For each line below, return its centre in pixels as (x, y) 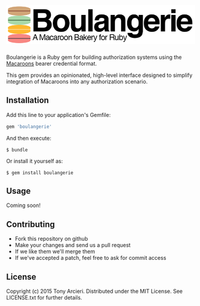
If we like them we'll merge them (55, 251)
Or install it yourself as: (34, 161)
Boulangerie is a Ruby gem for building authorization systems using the (94, 57)
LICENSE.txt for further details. (44, 298)
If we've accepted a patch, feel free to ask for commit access (90, 258)
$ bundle (17, 150)
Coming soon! (23, 205)
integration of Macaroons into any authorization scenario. (77, 81)
